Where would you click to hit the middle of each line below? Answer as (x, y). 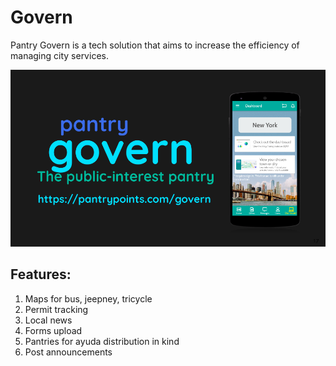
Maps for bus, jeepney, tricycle (88, 298)
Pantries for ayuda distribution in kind (102, 341)
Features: (41, 274)
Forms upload (53, 330)
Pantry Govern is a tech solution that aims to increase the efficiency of (155, 45)
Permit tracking (56, 309)
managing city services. (59, 55)
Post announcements (68, 352)
